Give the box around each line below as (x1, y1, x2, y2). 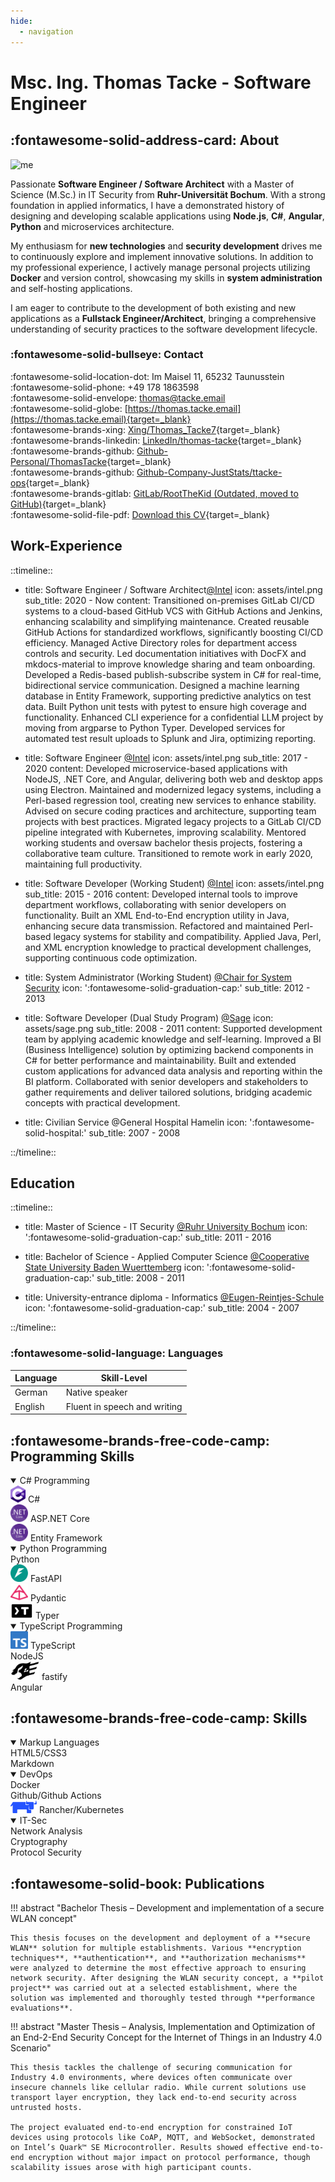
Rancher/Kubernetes (38, 1804, 125, 1816)
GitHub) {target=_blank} (10, 498, 107, 510)
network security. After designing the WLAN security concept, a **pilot (10, 1973, 325, 1984)
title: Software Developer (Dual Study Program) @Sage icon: (24, 1011, 274, 1024)
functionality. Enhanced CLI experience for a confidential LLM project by (24, 711, 324, 723)
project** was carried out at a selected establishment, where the (10, 1983, 298, 1994)
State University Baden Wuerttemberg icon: (24, 1261, 205, 1274)
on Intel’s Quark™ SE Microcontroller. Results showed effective (10, 2143, 288, 2153)
